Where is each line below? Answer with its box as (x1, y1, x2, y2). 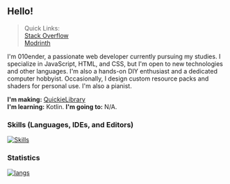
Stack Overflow (24, 31, 69, 40)
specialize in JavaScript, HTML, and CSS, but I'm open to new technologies (7, 59, 224, 68)
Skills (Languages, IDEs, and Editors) (7, 119, 134, 129)
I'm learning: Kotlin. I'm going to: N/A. (7, 102, 117, 110)
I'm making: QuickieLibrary (7, 95, 85, 103)
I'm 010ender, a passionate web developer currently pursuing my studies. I (7, 52, 221, 60)
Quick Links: (24, 24, 60, 32)
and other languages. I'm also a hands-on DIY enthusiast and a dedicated (7, 67, 217, 75)
